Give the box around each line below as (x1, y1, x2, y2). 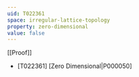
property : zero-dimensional (7, 23, 89, 30)
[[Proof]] (7, 49, 33, 57)
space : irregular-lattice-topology (7, 17, 111, 24)
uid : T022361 (7, 10, 45, 17)
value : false (7, 29, 45, 37)
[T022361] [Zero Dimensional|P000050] (17, 62, 132, 70)
